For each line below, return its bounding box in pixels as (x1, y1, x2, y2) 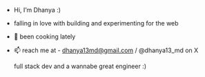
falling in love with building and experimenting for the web (13, 19, 179, 27)
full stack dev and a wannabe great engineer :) (13, 62, 147, 70)
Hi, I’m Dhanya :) (13, 6, 61, 14)
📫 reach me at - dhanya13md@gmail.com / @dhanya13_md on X (13, 46, 199, 54)
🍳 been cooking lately (13, 32, 76, 41)
